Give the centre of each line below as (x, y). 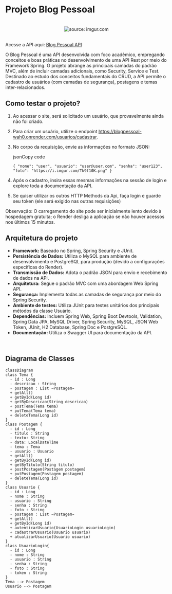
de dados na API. (31, 278)
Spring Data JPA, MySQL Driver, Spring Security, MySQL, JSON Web (85, 321)
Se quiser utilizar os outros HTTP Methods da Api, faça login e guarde (87, 195)
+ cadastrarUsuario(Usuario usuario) (50, 533)
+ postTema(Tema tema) (34, 407)
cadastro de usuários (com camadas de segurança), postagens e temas (81, 82)
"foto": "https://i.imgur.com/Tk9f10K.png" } (62, 171)
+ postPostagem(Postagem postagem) (48, 470)
